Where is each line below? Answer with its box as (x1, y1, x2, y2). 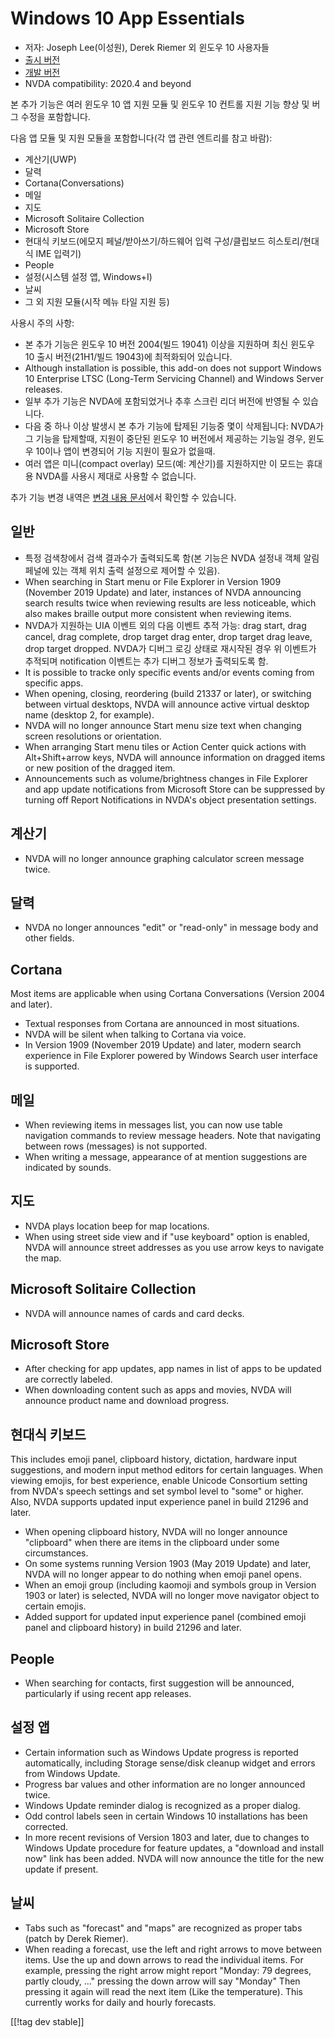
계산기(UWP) (24, 153, 77, 165)
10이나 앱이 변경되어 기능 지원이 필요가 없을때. (35, 445, 216, 457)
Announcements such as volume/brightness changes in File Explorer (24, 772, 308, 784)
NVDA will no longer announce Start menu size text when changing (24, 719, 302, 731)
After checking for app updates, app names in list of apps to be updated (24, 1363, 322, 1375)
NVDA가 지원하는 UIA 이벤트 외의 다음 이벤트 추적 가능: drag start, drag (24, 619, 307, 631)
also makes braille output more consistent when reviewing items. (24, 607, 292, 619)
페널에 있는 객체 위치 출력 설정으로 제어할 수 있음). (24, 564, 220, 576)
